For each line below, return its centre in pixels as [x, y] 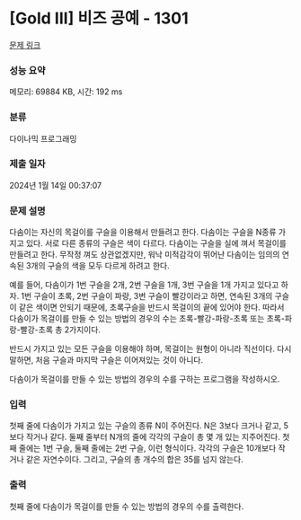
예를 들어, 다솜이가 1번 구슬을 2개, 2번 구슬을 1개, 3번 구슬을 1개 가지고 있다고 [144, 285]
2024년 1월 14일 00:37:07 [55, 185]
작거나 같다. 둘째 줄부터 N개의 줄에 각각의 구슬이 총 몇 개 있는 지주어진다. [153, 437]
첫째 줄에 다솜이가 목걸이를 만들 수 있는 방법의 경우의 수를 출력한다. [127, 506]
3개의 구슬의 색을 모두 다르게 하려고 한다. [97, 266]
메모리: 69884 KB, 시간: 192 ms [66, 92]
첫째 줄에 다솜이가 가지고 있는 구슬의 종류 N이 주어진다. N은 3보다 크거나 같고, [146, 426]
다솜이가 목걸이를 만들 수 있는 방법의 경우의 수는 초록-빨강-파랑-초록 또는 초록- [147, 319]
